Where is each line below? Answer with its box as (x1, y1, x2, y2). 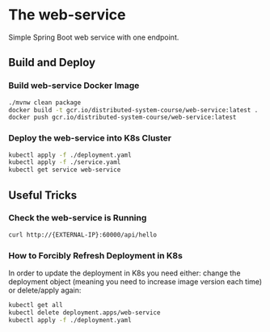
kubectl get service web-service (8, 166, 121, 174)
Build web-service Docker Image (8, 80, 140, 91)
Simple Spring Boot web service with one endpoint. (8, 32, 179, 42)
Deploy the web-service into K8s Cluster (8, 132, 172, 144)
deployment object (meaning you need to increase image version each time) (8, 277, 263, 287)
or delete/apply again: (8, 285, 82, 296)
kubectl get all (8, 301, 63, 309)
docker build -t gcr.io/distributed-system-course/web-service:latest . (8, 106, 259, 114)
